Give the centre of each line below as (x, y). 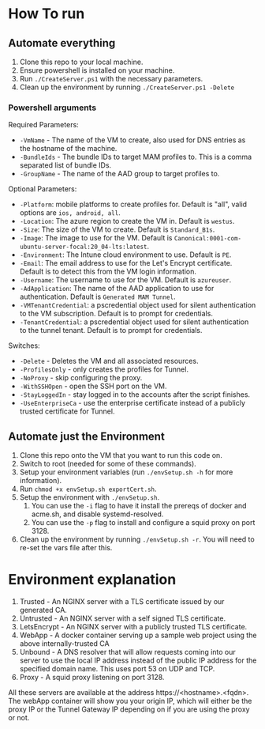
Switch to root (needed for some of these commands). (108, 464)
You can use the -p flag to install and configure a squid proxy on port (143, 523)
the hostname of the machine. (68, 149)
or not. (19, 718)
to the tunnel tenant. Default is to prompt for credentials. (111, 331)
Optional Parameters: (43, 189)
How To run (47, 14)
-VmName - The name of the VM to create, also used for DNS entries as (132, 140)
